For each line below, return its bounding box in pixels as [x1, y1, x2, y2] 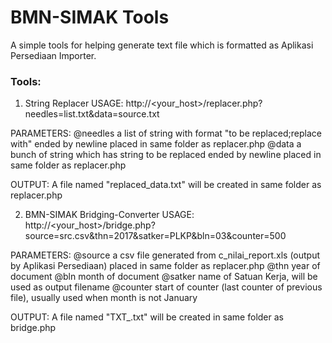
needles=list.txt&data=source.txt [24, 108, 160, 120]
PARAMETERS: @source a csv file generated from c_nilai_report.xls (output [10, 249, 321, 261]
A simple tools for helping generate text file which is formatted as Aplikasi [10, 39, 314, 51]
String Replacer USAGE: [24, 97, 124, 110]
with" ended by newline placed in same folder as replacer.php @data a [10, 138, 302, 150]
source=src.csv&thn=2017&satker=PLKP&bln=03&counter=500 [24, 230, 287, 242]
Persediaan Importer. [10, 49, 97, 61]
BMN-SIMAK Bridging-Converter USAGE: [24, 209, 195, 221]
